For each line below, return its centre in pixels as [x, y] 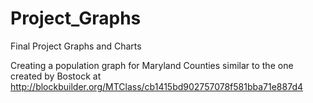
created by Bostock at [56, 76]
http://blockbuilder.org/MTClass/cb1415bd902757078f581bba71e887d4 [157, 86]
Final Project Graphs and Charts [76, 46]
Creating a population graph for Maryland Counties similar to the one [152, 65]
